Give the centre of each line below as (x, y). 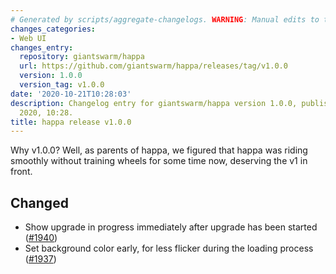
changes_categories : (53, 29)
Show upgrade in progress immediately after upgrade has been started (171, 227)
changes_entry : (42, 47)
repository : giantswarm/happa (82, 57)
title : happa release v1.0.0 (71, 122)
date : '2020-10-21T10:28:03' (71, 94)
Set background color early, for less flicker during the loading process (169, 248)
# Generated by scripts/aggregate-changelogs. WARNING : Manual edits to (165, 19)
